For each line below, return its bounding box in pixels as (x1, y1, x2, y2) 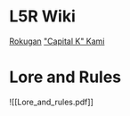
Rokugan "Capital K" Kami (9, 36, 105, 46)
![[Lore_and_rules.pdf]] (9, 96, 93, 107)
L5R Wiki (9, 6, 76, 27)
